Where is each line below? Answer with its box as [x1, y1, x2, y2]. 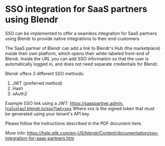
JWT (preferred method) [12, 80, 63, 86]
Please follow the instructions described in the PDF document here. [5, 120, 142, 126]
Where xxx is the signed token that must [72, 105, 155, 111]
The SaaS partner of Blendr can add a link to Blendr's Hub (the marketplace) [5, 45, 161, 51]
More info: [5, 130, 26, 136]
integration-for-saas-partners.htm [5, 135, 75, 141]
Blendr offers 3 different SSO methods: [5, 70, 84, 76]
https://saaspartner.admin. [70, 100, 124, 106]
